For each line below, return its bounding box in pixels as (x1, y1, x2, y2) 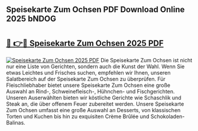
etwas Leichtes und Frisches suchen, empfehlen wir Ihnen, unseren (6, 69, 171, 76)
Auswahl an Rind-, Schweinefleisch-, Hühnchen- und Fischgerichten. (6, 88, 176, 95)
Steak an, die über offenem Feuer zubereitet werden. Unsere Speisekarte (6, 100, 184, 108)
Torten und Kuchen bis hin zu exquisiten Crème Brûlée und (6, 113, 150, 120)
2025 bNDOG (6, 14, 57, 24)
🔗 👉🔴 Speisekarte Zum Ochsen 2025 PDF (6, 38, 164, 48)
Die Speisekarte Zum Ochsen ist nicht (100, 57, 193, 63)
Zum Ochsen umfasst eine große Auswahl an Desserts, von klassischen (6, 107, 181, 113)
